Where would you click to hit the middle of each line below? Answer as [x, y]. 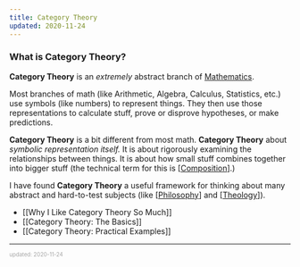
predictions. [31, 122]
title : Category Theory [54, 17]
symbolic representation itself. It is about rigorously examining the [130, 149]
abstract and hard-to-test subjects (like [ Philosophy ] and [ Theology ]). [137, 195]
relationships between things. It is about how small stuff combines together [147, 158]
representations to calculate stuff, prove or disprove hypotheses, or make [144, 113]
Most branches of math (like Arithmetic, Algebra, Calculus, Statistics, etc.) [145, 94]
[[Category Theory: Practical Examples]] [96, 231]
